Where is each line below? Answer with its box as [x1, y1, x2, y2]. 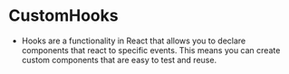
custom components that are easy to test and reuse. [21, 54, 217, 65]
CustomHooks [8, 5, 119, 26]
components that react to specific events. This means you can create [21, 44, 281, 55]
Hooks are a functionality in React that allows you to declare [21, 35, 246, 46]
